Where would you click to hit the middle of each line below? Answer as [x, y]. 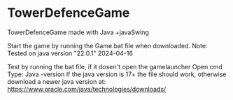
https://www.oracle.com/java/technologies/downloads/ [87, 89]
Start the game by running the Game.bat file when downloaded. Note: [107, 45]
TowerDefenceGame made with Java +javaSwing [78, 32]
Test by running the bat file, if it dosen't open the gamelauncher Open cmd [115, 66]
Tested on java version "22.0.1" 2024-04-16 [70, 53]
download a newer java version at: [57, 81]
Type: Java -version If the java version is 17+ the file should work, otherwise [117, 74]
